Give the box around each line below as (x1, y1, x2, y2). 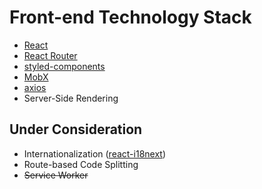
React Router (23, 49, 78, 61)
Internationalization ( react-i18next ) (23, 147, 167, 160)
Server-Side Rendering (23, 92, 119, 104)
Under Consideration (9, 121, 143, 138)
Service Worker (23, 169, 89, 181)
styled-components (23, 60, 106, 72)
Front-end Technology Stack (9, 6, 252, 29)
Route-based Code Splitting (23, 158, 139, 170)
